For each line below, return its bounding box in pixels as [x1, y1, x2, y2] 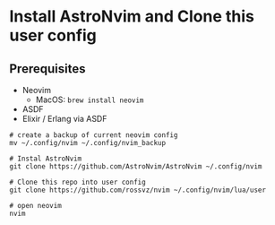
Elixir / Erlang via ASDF [21, 114, 107, 124]
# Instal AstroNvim [9, 154, 82, 163]
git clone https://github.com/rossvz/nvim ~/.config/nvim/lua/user [9, 186, 267, 195]
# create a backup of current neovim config [9, 131, 178, 140]
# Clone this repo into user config [9, 177, 146, 186]
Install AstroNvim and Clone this [9, 6, 255, 27]
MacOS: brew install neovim [35, 94, 144, 105]
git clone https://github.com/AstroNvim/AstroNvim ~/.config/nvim [9, 162, 262, 171]
